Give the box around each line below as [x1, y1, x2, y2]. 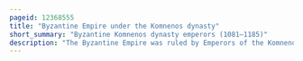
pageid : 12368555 [9, 13, 75, 22]
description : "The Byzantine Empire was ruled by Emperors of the [9, 38, 264, 48]
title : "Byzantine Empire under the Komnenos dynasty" [9, 22, 220, 30]
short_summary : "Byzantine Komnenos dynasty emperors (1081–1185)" [9, 30, 269, 39]
